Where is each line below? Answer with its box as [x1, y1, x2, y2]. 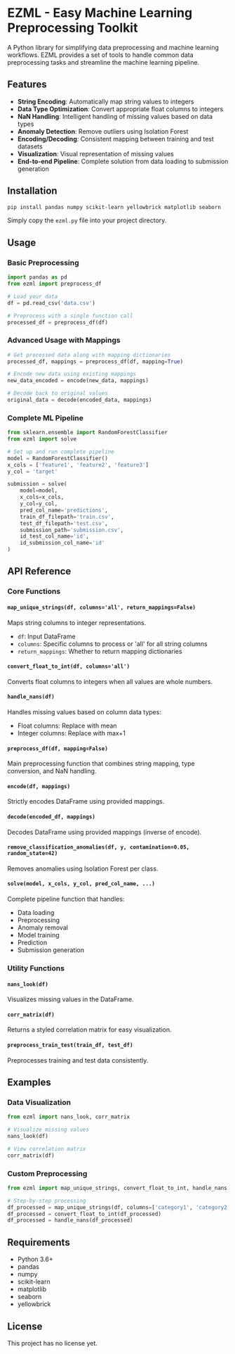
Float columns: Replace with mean [17, 721, 117, 730]
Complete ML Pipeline [7, 413, 84, 423]
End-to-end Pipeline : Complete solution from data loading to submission [17, 157, 229, 165]
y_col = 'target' [7, 468, 58, 475]
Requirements [7, 1236, 70, 1248]
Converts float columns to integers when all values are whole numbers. [7, 677, 213, 685]
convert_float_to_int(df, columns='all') [7, 663, 130, 670]
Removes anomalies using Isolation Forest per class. [7, 864, 159, 873]
